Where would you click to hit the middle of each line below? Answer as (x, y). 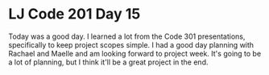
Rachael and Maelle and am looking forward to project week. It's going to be (135, 53)
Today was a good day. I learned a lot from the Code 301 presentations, (127, 36)
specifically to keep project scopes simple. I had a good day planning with (131, 44)
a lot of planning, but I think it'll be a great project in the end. (108, 62)
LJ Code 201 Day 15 (74, 14)
